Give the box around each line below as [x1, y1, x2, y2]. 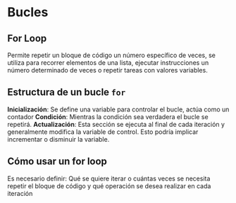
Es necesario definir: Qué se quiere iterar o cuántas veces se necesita [7, 174, 211, 183]
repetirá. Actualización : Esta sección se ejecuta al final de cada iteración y [7, 120, 225, 128]
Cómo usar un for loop [7, 156, 108, 168]
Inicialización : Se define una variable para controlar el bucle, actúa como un [7, 105, 230, 113]
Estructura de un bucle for [7, 86, 126, 99]
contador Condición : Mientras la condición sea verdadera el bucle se [7, 112, 209, 121]
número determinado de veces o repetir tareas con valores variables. [7, 66, 208, 74]
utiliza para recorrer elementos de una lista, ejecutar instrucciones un [7, 59, 209, 67]
